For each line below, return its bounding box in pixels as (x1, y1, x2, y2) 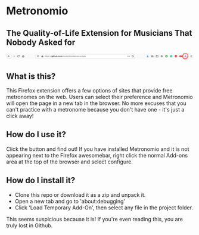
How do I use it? (6, 129, 67, 140)
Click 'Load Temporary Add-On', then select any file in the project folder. (14, 204, 194, 211)
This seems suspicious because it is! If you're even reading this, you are (6, 215, 184, 222)
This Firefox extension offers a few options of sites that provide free (6, 87, 173, 94)
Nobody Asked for (6, 37, 76, 47)
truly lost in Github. (6, 222, 53, 229)
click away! (6, 112, 34, 120)
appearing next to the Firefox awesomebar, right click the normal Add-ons (6, 151, 188, 159)
